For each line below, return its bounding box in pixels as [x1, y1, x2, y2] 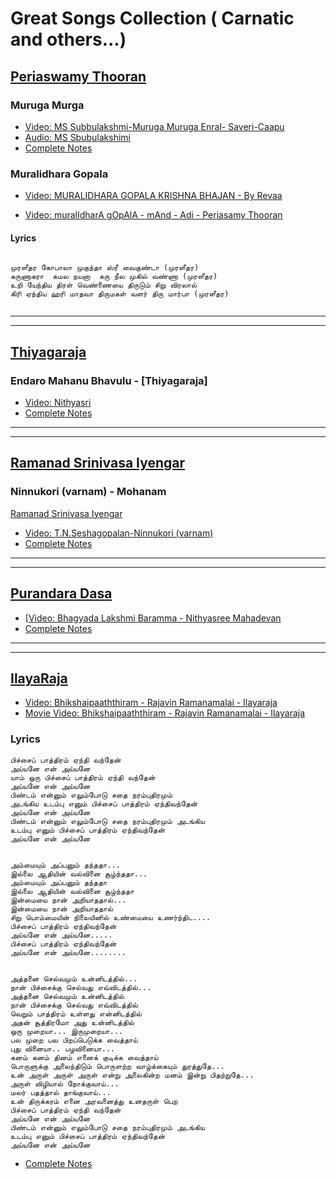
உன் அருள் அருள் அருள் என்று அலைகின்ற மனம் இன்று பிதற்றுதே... [10, 1070, 255, 1080]
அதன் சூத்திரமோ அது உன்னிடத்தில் [10, 1017, 135, 1027]
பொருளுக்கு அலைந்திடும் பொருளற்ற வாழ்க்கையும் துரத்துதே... [10, 1061, 225, 1071]
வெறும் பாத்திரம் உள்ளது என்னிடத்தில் [10, 1008, 142, 1019]
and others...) [10, 28, 127, 51]
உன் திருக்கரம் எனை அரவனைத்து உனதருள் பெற [10, 1096, 178, 1106]
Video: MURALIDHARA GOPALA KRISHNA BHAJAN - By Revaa [24, 190, 283, 202]
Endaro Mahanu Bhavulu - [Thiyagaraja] [10, 373, 208, 387]
